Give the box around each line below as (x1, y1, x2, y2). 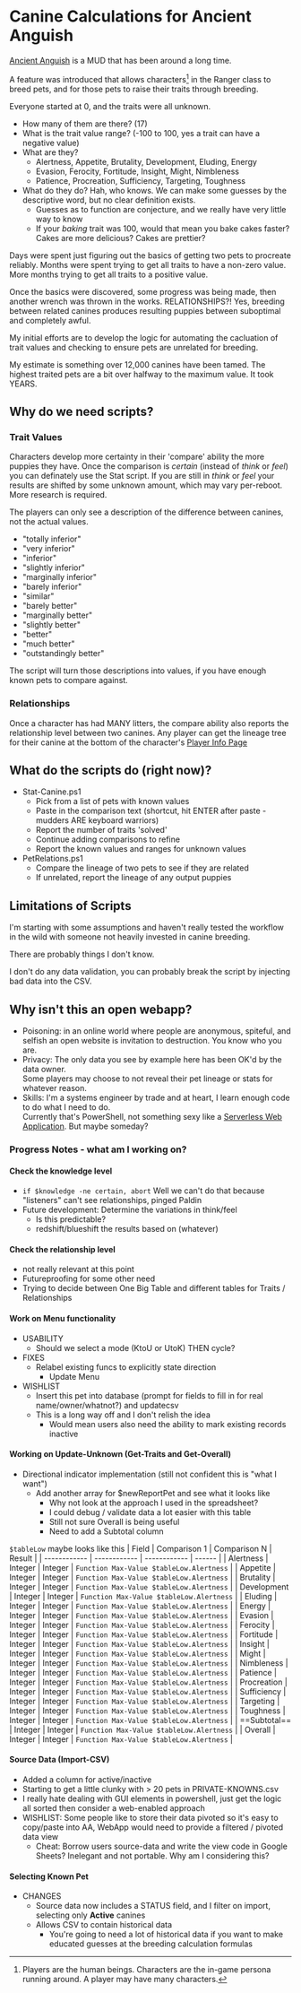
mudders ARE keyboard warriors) (35, 815, 159, 826)
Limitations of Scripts (9, 898, 132, 914)
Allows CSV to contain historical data (35, 1919, 173, 1930)
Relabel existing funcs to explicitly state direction (35, 1361, 217, 1373)
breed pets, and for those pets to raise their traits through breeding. (9, 83, 259, 94)
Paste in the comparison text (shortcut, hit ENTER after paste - (35, 805, 267, 817)
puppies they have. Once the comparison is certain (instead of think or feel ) (9, 461, 289, 472)
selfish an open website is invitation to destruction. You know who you (21, 1035, 282, 1046)
